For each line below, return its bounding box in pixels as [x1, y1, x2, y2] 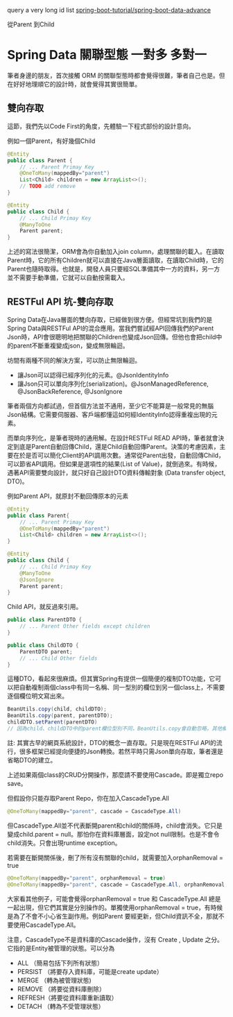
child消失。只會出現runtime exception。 [7, 839, 121, 847]
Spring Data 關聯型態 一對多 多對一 [7, 47, 207, 63]
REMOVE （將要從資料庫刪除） [17, 984, 106, 993]
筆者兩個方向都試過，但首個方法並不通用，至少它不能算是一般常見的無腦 [7, 402, 214, 410]
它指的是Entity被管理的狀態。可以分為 [7, 943, 115, 952]
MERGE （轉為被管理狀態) [17, 976, 92, 984]
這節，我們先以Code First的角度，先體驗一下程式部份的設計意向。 [7, 121, 196, 130]
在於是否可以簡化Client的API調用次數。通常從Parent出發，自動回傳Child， [12, 451, 225, 459]
